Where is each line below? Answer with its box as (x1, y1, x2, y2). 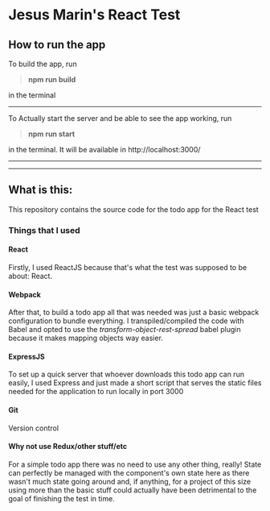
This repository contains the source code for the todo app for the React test (8, 204, 259, 214)
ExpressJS (8, 351, 46, 361)
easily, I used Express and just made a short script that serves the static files (8, 378, 263, 388)
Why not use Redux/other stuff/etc (8, 442, 128, 451)
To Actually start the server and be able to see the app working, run (8, 114, 232, 123)
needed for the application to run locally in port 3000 (8, 387, 184, 397)
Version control (8, 423, 59, 433)
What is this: (8, 183, 73, 197)
